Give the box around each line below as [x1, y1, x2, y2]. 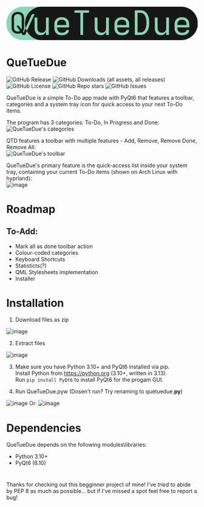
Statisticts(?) [15, 262, 47, 269]
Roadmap [6, 202, 56, 216]
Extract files [15, 340, 46, 347]
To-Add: [6, 226, 38, 237]
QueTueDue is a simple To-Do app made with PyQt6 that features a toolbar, [6, 94, 194, 101]
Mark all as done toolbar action [15, 243, 93, 250]
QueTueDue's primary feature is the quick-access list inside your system [6, 162, 188, 169]
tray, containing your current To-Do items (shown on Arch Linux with [6, 168, 178, 175]
